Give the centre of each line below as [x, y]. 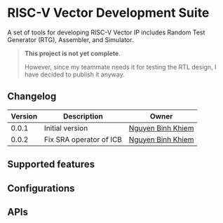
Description [83, 116]
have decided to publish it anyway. [74, 74]
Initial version [66, 128]
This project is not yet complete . [72, 53]
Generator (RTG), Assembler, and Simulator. [70, 39]
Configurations [41, 188]
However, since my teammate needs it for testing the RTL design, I [120, 67]
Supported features [51, 164]
